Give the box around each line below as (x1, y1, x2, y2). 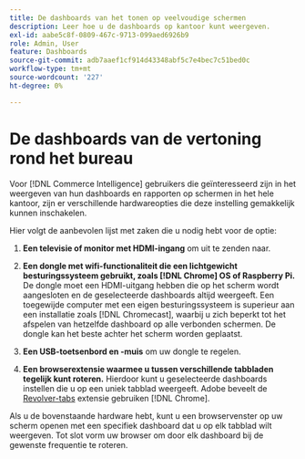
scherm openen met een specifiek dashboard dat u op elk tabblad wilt (9, 420, 272, 431)
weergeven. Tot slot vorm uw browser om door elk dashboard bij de (9, 430, 264, 441)
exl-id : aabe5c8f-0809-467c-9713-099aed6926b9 (9, 30, 189, 39)
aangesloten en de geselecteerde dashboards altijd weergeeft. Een (22, 289, 275, 300)
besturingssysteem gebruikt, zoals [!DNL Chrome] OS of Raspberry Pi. (22, 270, 296, 281)
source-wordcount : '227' (9, 73, 104, 82)
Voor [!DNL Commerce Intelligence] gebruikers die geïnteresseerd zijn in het (9, 178, 297, 189)
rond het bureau (9, 148, 134, 169)
